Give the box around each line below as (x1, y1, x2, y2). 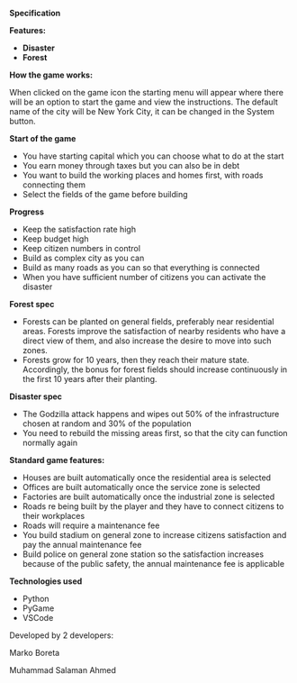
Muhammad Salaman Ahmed (9, 665, 117, 675)
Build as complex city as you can (22, 252, 145, 263)
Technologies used (9, 576, 83, 587)
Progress (9, 206, 45, 217)
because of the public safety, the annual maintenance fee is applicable (22, 559, 285, 569)
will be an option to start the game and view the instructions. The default (9, 96, 279, 107)
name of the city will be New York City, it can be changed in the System (9, 106, 274, 116)
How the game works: (9, 69, 93, 80)
